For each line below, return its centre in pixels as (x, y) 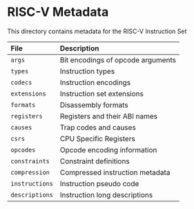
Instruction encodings (95, 82)
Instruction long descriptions (106, 194)
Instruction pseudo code (99, 183)
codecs (21, 82)
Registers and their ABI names (108, 116)
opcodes (23, 150)
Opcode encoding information (108, 149)
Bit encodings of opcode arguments (118, 60)
